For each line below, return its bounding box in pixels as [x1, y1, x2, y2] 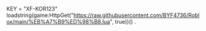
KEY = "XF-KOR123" [6, 5, 58, 12]
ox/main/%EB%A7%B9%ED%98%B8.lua [6, 18, 110, 25]
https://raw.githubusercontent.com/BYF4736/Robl [73, 12, 200, 19]
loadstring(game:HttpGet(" [6, 12, 74, 19]
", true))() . [110, 18, 136, 25]
